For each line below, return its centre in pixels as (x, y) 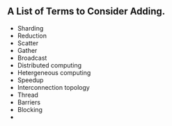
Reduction (32, 36)
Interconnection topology (54, 87)
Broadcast (32, 58)
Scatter (28, 43)
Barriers (29, 102)
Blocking (30, 109)
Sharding (30, 28)
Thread (28, 95)
